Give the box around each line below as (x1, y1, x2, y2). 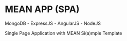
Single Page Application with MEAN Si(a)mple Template (5, 30, 122, 36)
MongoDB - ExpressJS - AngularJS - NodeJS (5, 20, 101, 26)
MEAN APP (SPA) (5, 4, 80, 15)
